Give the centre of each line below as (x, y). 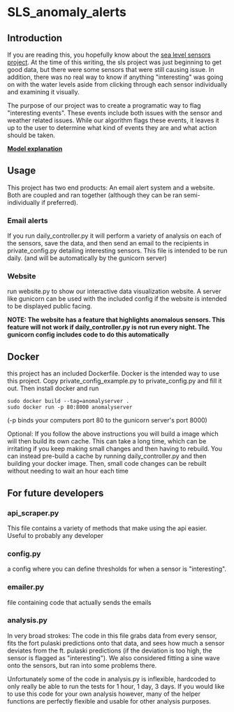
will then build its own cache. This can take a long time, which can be (107, 441)
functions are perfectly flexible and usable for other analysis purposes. (109, 701)
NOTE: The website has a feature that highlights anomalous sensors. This (116, 320)
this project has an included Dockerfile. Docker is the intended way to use (114, 373)
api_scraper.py (33, 513)
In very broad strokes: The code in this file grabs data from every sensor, (112, 635)
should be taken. (31, 135)
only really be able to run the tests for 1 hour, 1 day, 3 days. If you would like (116, 686)
